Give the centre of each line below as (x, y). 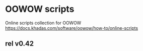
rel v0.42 (19, 44)
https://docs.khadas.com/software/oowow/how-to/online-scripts (71, 28)
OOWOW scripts (40, 9)
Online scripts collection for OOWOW (43, 23)
